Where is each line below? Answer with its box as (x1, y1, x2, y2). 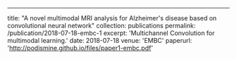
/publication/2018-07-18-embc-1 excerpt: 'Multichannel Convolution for (7, 29, 215, 37)
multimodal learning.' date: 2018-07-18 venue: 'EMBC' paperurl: (7, 37, 193, 44)
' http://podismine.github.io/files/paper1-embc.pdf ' (7, 44, 154, 52)
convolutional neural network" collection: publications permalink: (7, 22, 196, 29)
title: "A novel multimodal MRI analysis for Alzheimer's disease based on (7, 14, 217, 22)
